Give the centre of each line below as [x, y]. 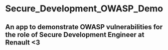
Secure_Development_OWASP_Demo [84, 9]
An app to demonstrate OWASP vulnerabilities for [84, 27]
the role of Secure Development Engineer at [75, 34]
